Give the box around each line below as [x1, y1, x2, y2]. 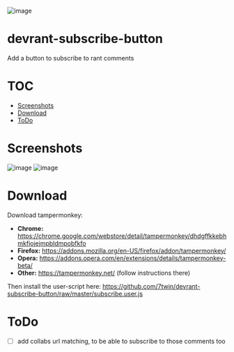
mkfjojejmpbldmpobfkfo [17, 239, 86, 247]
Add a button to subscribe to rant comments [7, 54, 134, 62]
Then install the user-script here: [7, 282, 101, 290]
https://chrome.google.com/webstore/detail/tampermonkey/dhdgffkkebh [17, 232, 227, 240]
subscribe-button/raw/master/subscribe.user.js [7, 289, 143, 298]
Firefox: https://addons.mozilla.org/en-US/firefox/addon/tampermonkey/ [17, 246, 226, 255]
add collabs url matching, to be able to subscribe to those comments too [17, 337, 226, 345]
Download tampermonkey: [7, 211, 84, 219]
